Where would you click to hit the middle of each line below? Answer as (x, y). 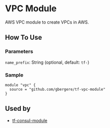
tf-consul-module (30, 120)
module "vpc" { (20, 85)
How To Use (24, 38)
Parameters (19, 51)
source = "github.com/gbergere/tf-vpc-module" (57, 89)
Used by (18, 109)
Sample (14, 75)
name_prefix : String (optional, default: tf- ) (47, 62)
